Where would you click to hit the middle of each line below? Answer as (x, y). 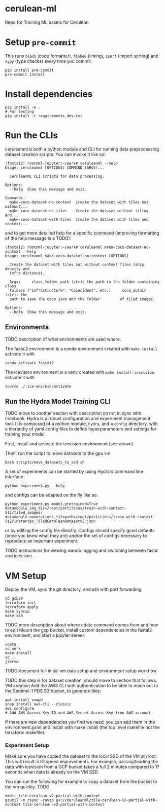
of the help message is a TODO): (38, 238)
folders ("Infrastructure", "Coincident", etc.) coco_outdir (78, 290)
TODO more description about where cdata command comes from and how (82, 625)
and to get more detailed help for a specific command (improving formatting (82, 233)
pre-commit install (25, 75)
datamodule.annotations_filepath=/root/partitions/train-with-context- (80, 517)
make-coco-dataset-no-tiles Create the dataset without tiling (79, 211)
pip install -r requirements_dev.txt (44, 116)
